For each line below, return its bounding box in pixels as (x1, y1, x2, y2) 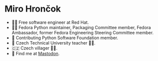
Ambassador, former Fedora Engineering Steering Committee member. (11, 30, 154, 35)
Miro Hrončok (4, 3, 61, 15)
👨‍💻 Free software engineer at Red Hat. (11, 19, 89, 25)
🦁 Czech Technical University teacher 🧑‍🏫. (11, 40, 96, 46)
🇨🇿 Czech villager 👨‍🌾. (11, 45, 58, 51)
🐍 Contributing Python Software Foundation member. (11, 35, 118, 41)
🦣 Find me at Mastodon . (11, 50, 60, 56)
